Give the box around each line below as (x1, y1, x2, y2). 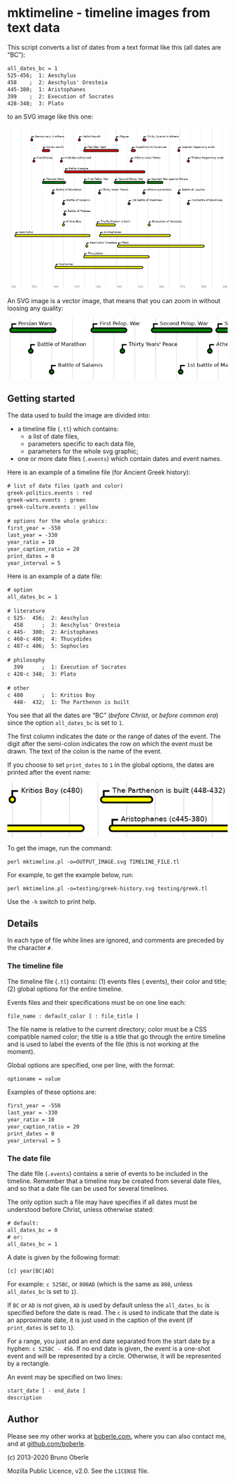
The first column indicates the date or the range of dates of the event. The (7, 732, 222, 740)
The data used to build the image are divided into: (7, 410, 150, 419)
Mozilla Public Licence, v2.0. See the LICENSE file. (7, 1467, 149, 1475)
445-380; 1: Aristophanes (7, 86, 86, 93)
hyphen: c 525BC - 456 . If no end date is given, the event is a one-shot (7, 1344, 211, 1353)
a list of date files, (27, 432, 80, 440)
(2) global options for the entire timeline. (7, 984, 124, 993)
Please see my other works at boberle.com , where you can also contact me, (7, 1431, 227, 1440)
